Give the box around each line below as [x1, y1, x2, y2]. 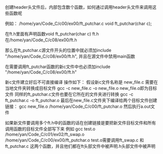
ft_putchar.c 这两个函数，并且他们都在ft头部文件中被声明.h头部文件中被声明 [5, 143, 156, 149]
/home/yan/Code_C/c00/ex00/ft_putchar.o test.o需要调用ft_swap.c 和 [5, 137, 144, 143]
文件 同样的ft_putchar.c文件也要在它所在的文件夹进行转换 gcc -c [5, 91, 133, 97]
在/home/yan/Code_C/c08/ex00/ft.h [5, 37, 77, 43]
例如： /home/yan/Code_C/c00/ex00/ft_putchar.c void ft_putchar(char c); [5, 21, 152, 26]
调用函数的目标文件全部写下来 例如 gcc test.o [5, 126, 96, 132]
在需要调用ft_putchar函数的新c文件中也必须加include [5, 64, 111, 69]
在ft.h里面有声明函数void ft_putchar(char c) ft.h [5, 31, 99, 36]
